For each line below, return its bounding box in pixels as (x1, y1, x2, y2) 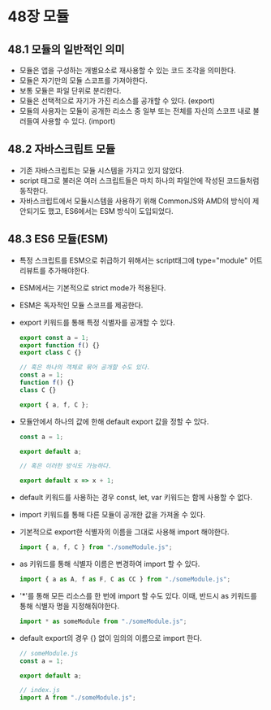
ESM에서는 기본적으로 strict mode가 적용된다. (19, 282, 166, 293)
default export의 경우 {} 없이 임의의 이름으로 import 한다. (19, 633, 202, 642)
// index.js (19, 686, 60, 695)
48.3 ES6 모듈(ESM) (7, 233, 109, 246)
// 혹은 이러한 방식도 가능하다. (19, 462, 113, 470)
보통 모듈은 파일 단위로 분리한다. (19, 86, 122, 95)
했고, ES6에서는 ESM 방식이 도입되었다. (47, 206, 174, 216)
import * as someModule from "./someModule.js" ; (19, 617, 187, 625)
